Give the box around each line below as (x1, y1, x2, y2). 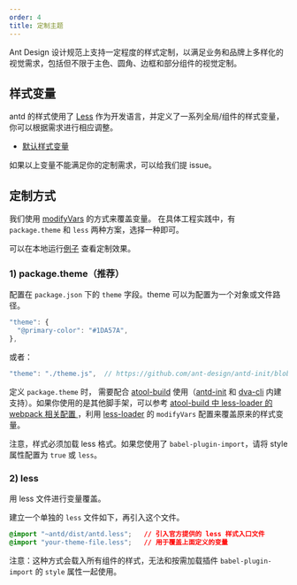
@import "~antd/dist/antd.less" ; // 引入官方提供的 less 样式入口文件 (9, 530, 265, 539)
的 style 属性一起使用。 (34, 566, 122, 576)
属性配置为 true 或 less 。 (9, 449, 103, 460)
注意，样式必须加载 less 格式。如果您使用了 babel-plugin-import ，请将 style (9, 438, 288, 449)
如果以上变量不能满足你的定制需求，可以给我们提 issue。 (9, 160, 217, 171)
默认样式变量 (21, 141, 69, 151)
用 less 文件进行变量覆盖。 (9, 493, 106, 504)
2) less (9, 472, 39, 484)
